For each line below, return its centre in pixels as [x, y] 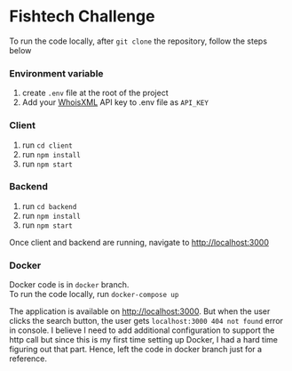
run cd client [47, 145]
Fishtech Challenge [82, 16]
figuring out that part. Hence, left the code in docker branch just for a [136, 350]
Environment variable [56, 73]
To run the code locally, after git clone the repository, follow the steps [138, 41]
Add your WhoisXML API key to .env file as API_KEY [115, 102]
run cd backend [49, 206]
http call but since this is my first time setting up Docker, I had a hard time [143, 340]
